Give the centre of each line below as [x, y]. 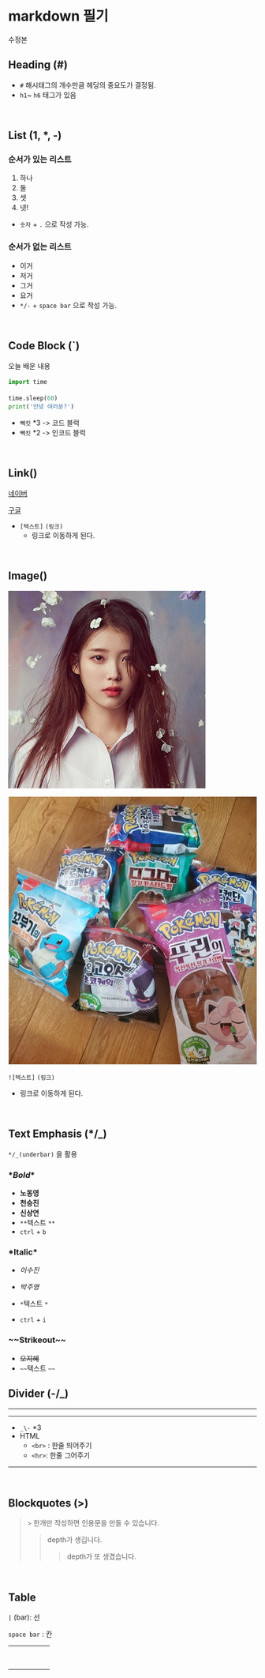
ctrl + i [33, 1319]
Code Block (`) [44, 346]
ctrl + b [33, 1232]
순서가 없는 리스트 [40, 247]
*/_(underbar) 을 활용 [43, 1153]
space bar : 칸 [30, 1634]
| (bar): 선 [24, 1617]
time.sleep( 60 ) [33, 399]
